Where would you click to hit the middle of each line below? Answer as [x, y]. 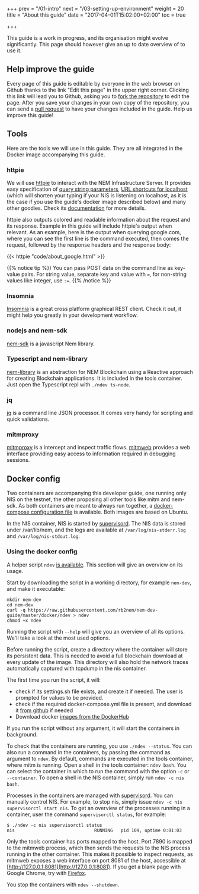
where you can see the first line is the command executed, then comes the [98, 238]
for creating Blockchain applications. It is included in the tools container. [94, 378]
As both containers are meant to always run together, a [85, 506]
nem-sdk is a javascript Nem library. [51, 344]
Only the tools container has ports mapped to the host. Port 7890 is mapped [100, 841]
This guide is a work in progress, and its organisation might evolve [87, 38]
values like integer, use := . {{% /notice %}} [59, 280]
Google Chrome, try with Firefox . [46, 873]
